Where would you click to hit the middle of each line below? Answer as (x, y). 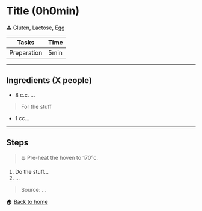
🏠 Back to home (27, 201)
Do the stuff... (32, 171)
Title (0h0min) (43, 11)
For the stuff (36, 106)
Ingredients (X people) (49, 80)
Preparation (26, 52)
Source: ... (34, 189)
